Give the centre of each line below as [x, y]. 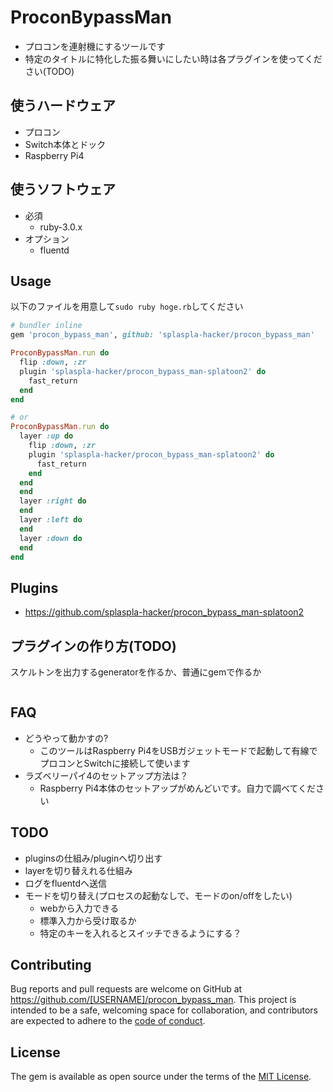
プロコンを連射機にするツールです [95, 46]
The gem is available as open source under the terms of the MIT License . [161, 1077]
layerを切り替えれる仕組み [78, 870]
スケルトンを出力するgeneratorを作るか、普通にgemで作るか [136, 672]
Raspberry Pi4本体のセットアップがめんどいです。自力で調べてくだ [178, 788]
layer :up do [46, 436]
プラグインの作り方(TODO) [93, 646]
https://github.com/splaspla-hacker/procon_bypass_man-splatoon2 [164, 612]
